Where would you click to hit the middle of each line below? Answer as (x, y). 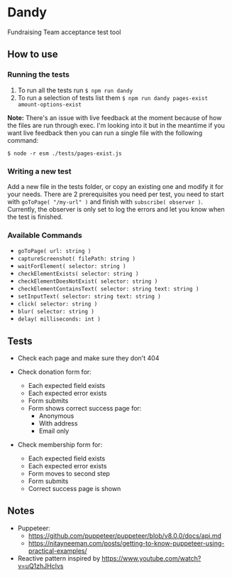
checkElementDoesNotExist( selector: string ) (88, 281)
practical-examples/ (57, 551)
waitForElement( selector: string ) (72, 266)
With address (58, 424)
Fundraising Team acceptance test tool (64, 32)
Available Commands (45, 235)
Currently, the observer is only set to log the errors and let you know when (116, 209)
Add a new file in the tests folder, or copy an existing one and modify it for (115, 186)
